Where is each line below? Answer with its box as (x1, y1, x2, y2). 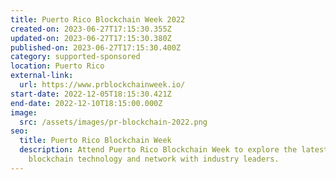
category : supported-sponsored (10, 52, 141, 62)
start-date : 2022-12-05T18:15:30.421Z (10, 89, 172, 99)
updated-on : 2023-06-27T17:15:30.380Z (10, 33, 172, 43)
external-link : (10, 71, 74, 81)
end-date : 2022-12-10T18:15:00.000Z (10, 98, 163, 108)
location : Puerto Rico (10, 61, 105, 71)
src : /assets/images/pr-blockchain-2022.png (19, 117, 208, 127)
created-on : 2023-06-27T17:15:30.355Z (10, 24, 172, 34)
